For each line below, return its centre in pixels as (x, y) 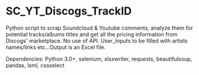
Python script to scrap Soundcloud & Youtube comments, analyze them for (99, 28)
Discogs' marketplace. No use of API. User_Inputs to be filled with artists (97, 41)
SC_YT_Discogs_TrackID (69, 11)
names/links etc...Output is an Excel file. (56, 47)
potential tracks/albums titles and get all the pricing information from (92, 34)
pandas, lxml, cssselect (35, 65)
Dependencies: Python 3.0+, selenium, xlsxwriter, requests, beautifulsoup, (99, 59)
